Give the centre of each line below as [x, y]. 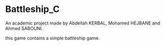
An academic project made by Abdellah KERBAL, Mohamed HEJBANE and [83, 23]
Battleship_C [32, 9]
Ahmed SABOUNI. [24, 28]
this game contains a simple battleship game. [53, 38]
